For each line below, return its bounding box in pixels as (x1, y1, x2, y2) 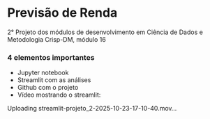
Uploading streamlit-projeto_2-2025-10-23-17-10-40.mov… (7, 104, 177, 113)
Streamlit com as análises (17, 76, 91, 84)
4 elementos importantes (7, 52, 95, 62)
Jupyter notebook (17, 68, 69, 77)
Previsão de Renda (7, 5, 118, 21)
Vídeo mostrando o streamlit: (17, 90, 101, 99)
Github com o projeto (17, 84, 79, 92)
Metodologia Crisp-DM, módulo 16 (7, 35, 106, 43)
